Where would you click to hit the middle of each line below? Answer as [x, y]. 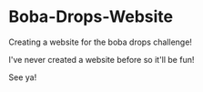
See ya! [23, 77]
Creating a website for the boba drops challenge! [101, 42]
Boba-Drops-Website [91, 17]
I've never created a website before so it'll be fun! [101, 59]
